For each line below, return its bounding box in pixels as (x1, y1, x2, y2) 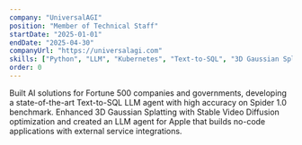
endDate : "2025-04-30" (9, 38, 94, 47)
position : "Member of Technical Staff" (9, 21, 159, 30)
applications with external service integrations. (9, 125, 182, 136)
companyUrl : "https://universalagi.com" (9, 47, 164, 55)
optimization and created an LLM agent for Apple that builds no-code (9, 115, 266, 126)
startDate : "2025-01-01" (9, 30, 102, 38)
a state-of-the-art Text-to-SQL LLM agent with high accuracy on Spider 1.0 (9, 97, 288, 107)
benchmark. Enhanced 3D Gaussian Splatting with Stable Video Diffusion (9, 107, 280, 117)
